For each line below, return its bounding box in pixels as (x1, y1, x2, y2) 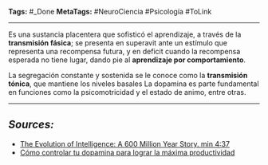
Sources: (8, 118, 54, 132)
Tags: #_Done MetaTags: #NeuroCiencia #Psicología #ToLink (8, 7, 212, 16)
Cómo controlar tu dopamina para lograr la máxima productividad (19, 147, 235, 157)
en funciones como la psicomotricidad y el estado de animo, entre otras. (8, 88, 246, 96)
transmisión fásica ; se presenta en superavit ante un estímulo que (8, 38, 227, 47)
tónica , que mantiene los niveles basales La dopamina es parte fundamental (8, 79, 259, 88)
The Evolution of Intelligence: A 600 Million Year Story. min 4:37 (19, 139, 230, 148)
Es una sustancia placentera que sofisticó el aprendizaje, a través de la (8, 29, 242, 39)
